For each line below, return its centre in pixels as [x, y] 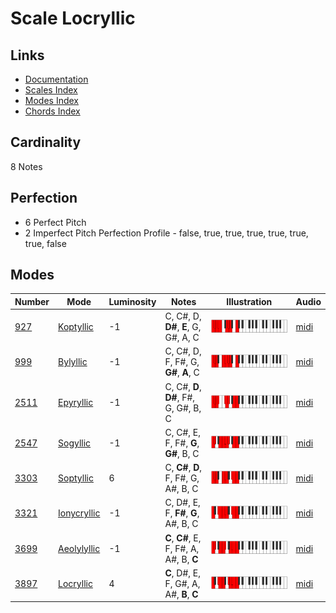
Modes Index [51, 100]
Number [32, 301]
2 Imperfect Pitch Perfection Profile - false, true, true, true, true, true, [166, 233]
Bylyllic [73, 362]
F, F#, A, [182, 548]
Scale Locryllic [73, 18]
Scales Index [51, 90]
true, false [45, 243]
